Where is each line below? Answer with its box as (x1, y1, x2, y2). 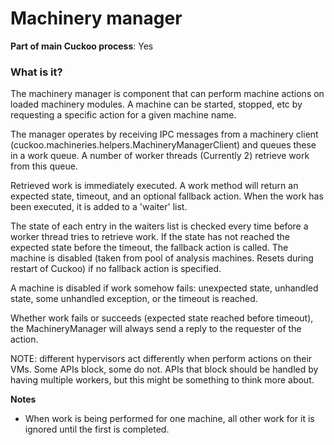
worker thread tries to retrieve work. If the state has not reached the (10, 231, 291, 243)
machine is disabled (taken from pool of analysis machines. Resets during (10, 252, 314, 264)
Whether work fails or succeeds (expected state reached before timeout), (10, 312, 314, 324)
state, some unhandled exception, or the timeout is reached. (10, 293, 258, 305)
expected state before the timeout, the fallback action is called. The (10, 242, 289, 254)
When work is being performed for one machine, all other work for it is (24, 413, 315, 425)
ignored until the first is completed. (24, 423, 170, 436)
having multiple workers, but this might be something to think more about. (10, 374, 315, 386)
